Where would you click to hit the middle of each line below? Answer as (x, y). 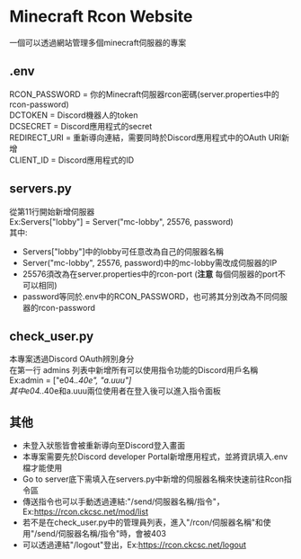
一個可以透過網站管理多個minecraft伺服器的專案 (98, 42)
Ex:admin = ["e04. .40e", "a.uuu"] (71, 380)
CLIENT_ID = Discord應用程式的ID (72, 160)
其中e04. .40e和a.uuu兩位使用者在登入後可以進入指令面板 (115, 391)
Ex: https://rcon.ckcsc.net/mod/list (85, 512)
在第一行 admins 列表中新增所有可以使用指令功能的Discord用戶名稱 (134, 370)
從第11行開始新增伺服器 (52, 211)
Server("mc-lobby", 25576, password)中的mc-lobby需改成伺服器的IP (150, 262)
